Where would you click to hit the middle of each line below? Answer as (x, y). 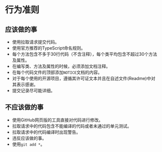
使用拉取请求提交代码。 (36, 42)
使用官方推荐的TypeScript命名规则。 (49, 48)
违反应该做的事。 (29, 138)
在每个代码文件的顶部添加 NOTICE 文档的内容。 (57, 72)
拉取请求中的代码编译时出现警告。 (46, 132)
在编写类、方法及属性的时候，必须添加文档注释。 (61, 66)
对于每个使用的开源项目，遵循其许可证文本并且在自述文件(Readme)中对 (84, 78)
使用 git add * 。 (28, 144)
